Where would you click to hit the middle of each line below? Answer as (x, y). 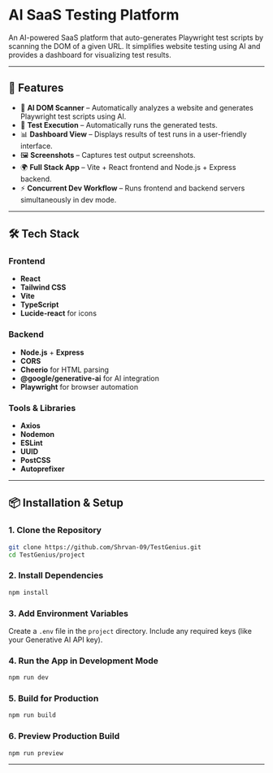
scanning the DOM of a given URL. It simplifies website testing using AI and (134, 46)
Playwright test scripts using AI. (73, 116)
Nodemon (37, 435)
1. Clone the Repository (55, 531)
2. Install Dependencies (56, 575)
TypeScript (39, 305)
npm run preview (36, 753)
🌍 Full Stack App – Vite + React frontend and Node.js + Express (128, 167)
